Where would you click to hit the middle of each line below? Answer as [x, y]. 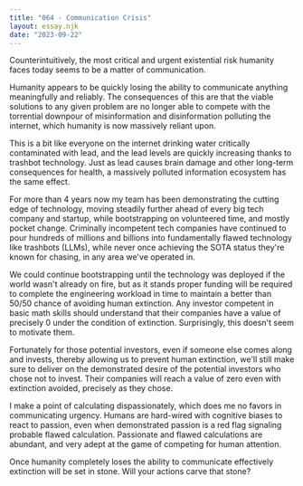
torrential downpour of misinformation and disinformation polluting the [140, 116]
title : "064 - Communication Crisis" [80, 18]
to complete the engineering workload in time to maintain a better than [141, 294]
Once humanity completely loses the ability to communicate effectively [142, 462]
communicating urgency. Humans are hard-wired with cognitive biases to [146, 415]
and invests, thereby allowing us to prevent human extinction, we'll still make [152, 359]
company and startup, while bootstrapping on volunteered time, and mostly [150, 219]
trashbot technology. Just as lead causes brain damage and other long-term [151, 163]
